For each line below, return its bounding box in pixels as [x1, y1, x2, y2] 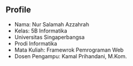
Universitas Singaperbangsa [14, 33, 85, 41]
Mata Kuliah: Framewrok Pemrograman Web [14, 46, 124, 53]
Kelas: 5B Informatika [14, 27, 67, 34]
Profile [5, 5, 31, 15]
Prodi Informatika [14, 40, 58, 47]
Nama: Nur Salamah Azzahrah [14, 20, 90, 28]
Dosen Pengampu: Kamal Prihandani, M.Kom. [14, 52, 128, 59]
